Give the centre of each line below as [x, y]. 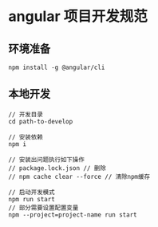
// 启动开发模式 [32, 192]
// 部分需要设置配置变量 [43, 208]
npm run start [32, 199]
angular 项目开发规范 [78, 16]
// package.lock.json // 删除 [57, 168]
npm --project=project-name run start [73, 215]
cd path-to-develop [41, 121]
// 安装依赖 [26, 137]
